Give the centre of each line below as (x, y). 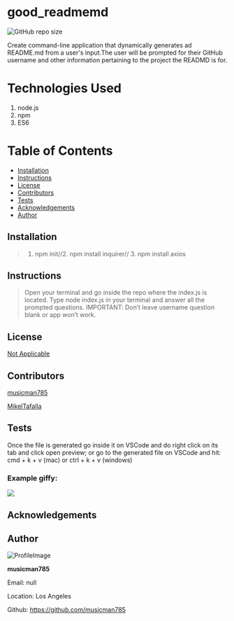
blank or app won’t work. (60, 315)
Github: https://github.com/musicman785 (66, 610)
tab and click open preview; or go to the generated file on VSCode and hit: (114, 452)
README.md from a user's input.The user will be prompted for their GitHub (115, 53)
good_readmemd (58, 12)
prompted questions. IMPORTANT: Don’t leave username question (119, 307)
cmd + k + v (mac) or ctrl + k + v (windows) (70, 460)
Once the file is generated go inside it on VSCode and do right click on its (113, 445)
